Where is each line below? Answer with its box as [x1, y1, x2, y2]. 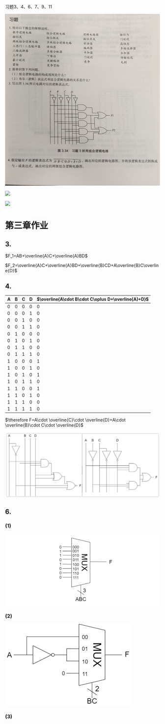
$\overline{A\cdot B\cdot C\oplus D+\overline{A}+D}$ [36, 296, 149, 302]
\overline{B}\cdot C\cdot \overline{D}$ [5, 422, 83, 428]
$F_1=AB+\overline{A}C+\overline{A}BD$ [5, 253, 88, 259]
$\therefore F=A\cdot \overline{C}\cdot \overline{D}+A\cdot [5, 417, 126, 423]
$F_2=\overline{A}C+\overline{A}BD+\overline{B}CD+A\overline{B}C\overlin [5, 262, 159, 268]
